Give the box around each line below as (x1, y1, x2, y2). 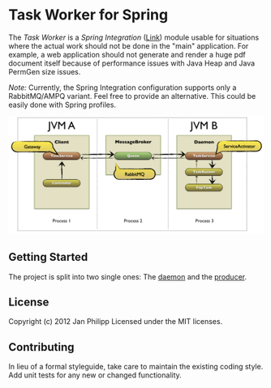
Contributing (8, 340, 75, 354)
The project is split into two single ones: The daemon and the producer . (8, 271, 247, 281)
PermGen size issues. (8, 66, 81, 76)
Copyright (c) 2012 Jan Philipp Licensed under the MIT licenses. (8, 317, 223, 326)
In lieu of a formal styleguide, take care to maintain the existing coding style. (8, 362, 264, 372)
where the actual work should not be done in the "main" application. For (8, 41, 249, 50)
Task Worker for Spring (8, 6, 169, 24)
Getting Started (8, 250, 88, 264)
